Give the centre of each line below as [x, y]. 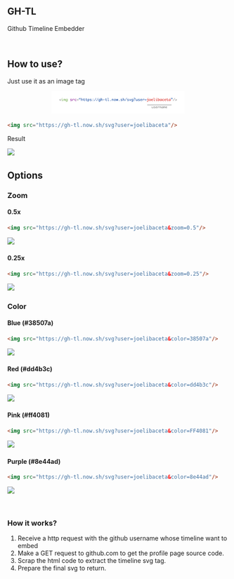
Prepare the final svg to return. [62, 568]
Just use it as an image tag [46, 81]
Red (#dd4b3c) [30, 369]
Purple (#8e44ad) [34, 461]
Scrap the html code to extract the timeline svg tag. [92, 561]
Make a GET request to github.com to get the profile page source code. [121, 553]
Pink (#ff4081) [29, 415]
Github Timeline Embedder [46, 28]
